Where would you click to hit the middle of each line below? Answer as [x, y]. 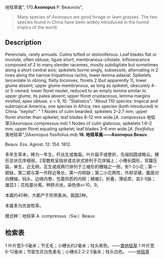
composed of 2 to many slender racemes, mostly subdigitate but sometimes [82, 64]
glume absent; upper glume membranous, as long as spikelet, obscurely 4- [81, 85]
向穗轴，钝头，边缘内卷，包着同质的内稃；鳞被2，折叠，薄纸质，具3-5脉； [81, 179]
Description [23, 43]
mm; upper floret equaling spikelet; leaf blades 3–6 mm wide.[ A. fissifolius [80, 129]
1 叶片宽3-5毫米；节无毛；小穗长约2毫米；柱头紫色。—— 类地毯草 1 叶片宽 [80, 245]
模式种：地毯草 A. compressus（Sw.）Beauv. [51, 216]
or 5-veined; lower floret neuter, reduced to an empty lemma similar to [76, 90]
